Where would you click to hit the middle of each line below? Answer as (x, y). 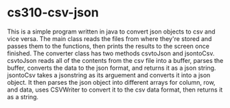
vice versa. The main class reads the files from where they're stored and (110, 38)
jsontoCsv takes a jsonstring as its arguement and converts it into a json (109, 75)
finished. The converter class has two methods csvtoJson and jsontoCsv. (111, 53)
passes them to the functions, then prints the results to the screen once (108, 46)
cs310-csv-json (53, 13)
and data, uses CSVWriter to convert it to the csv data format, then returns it (115, 90)
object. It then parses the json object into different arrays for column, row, (111, 82)
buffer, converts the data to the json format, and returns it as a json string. (112, 68)
